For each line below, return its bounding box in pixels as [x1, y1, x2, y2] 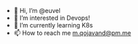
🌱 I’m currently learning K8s [13, 21, 93, 29]
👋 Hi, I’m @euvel [13, 7, 61, 14]
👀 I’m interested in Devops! [13, 14, 90, 22]
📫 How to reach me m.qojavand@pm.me [13, 29, 131, 37]
